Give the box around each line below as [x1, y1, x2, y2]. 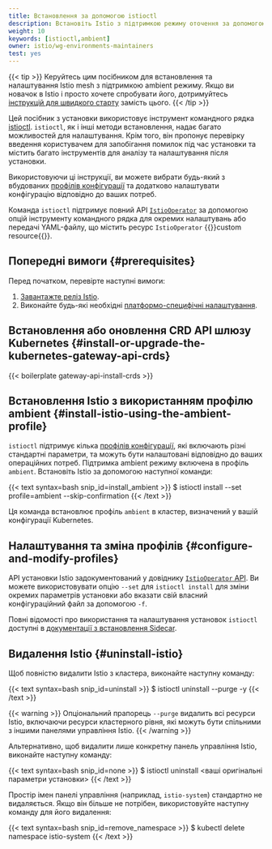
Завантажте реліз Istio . [19, 291, 100, 301]
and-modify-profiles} [8, 551, 119, 565]
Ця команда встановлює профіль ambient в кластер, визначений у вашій [8, 507, 258, 517]
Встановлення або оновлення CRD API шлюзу [8, 324, 252, 337]
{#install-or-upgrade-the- [71, 337, 206, 350]
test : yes [8, 49, 42, 58]
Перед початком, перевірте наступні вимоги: [8, 276, 166, 285]
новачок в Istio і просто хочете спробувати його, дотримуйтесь [8, 89, 228, 98]
